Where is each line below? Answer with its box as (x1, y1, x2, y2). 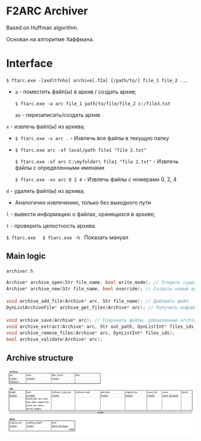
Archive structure (6, 352, 74, 363)
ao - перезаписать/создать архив (14, 111, 100, 118)
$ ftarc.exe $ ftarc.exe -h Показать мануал (6, 234, 129, 241)
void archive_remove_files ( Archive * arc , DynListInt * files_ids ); (6, 330, 175, 336)
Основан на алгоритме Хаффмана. (6, 35, 95, 43)
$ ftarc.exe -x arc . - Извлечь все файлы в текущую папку (14, 134, 169, 141)
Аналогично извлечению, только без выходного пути (14, 199, 151, 206)
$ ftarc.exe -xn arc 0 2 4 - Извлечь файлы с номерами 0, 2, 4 (14, 176, 177, 183)
